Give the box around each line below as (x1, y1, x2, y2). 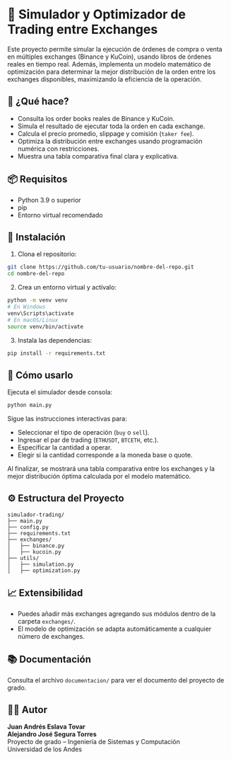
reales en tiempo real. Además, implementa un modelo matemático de (7, 59, 211, 68)
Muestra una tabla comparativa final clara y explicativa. (17, 152, 179, 160)
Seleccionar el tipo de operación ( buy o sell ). (17, 428, 150, 437)
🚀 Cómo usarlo (7, 369, 73, 381)
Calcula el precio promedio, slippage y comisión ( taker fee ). (17, 129, 194, 137)
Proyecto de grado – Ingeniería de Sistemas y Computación (7, 738, 180, 746)
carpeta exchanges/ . (17, 617, 76, 625)
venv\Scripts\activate (7, 309, 74, 317)
